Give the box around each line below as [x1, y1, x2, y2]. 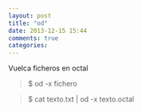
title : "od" [8, 19, 48, 27]
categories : [8, 42, 48, 50]
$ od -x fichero [27, 79, 77, 89]
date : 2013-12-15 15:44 [8, 26, 88, 34]
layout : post [8, 11, 52, 20]
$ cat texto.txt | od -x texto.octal [27, 94, 134, 104]
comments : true [8, 34, 59, 42]
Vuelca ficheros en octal [8, 63, 89, 73]
